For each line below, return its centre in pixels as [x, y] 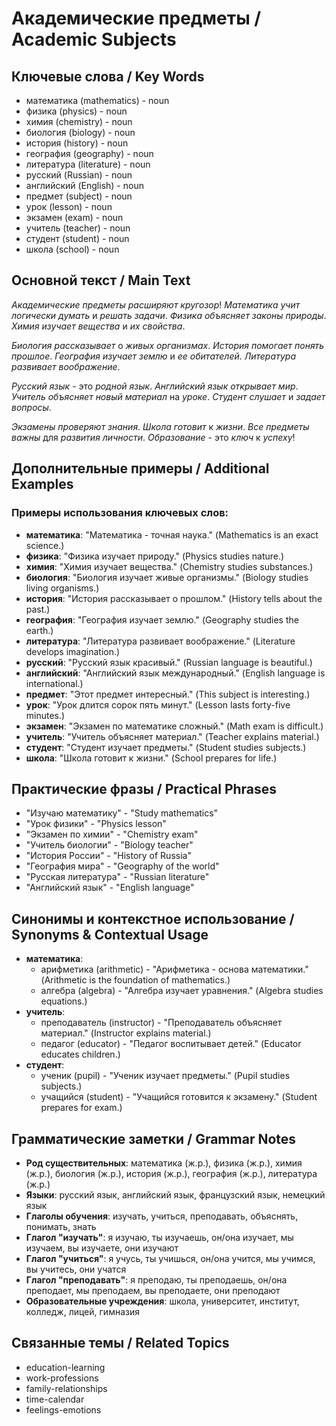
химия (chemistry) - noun [79, 121]
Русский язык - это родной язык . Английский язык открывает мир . [155, 386]
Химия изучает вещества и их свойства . [98, 326]
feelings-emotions [63, 1409]
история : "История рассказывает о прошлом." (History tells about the [174, 598]
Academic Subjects [94, 39]
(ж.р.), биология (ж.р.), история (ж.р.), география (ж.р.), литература [171, 1173]
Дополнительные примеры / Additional [140, 468]
